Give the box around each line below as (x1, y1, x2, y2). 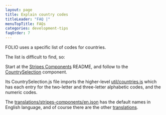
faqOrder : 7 (5, 30, 30, 35)
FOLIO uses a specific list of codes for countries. (5, 44, 106, 50)
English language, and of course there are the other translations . (5, 104, 138, 110)
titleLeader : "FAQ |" (5, 16, 51, 21)
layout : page (5, 7, 33, 12)
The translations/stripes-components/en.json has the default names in (5, 99, 151, 105)
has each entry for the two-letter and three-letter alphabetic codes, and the (5, 84, 161, 90)
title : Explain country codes (5, 12, 69, 17)
